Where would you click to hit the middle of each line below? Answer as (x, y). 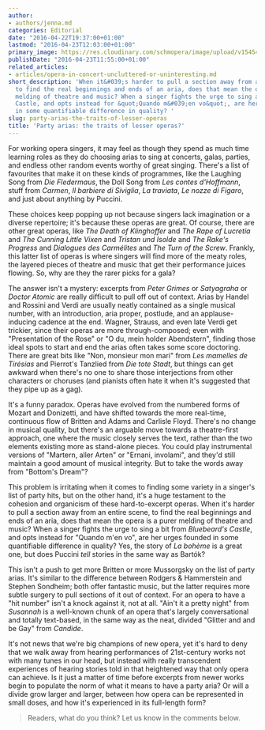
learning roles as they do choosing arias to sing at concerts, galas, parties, (129, 157)
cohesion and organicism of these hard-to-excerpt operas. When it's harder (131, 504)
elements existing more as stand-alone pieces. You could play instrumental (130, 446)
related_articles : (38, 67)
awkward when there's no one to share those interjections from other (121, 372)
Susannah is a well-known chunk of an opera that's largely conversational (129, 611)
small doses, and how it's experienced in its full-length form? (107, 702)
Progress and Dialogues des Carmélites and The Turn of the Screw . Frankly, (132, 248)
